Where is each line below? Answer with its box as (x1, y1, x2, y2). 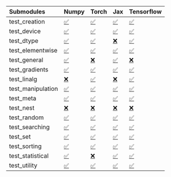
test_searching (9, 123, 50, 131)
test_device (9, 27, 41, 35)
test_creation (9, 18, 45, 25)
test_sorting (9, 142, 42, 150)
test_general (9, 56, 44, 64)
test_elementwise (9, 47, 58, 54)
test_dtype (9, 37, 39, 45)
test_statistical (9, 152, 49, 160)
